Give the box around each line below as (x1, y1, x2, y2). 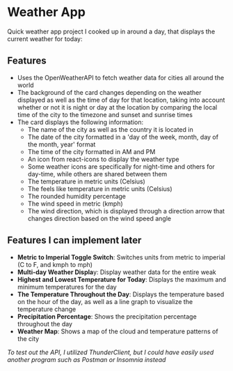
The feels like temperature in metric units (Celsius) (27, 184, 172, 192)
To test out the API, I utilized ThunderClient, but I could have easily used (7, 348, 214, 356)
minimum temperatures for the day (17, 282, 117, 291)
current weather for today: (7, 34, 83, 43)
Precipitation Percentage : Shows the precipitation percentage (17, 312, 197, 321)
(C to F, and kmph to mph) (17, 260, 93, 268)
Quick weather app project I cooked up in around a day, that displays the (7, 27, 216, 36)
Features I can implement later (7, 234, 142, 246)
